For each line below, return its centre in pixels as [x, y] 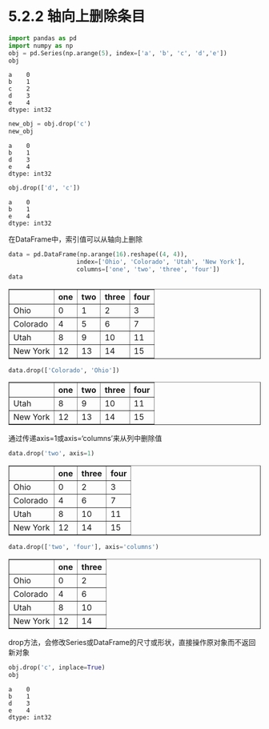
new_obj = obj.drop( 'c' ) [50, 124]
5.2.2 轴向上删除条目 [77, 16]
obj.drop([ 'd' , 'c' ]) [44, 188]
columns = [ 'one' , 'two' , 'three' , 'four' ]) [148, 269]
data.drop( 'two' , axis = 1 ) [51, 454]
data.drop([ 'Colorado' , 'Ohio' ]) [64, 370]
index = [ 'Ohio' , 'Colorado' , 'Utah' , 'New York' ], [161, 262]
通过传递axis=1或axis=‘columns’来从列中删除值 [85, 439]
